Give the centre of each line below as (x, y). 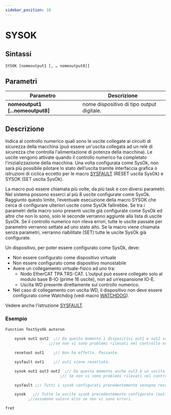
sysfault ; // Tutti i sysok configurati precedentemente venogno (85, 385)
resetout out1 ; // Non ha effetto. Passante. (67, 353)
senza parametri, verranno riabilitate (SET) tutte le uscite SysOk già (76, 232)
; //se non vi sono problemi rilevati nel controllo (104, 344)
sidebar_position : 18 (28, 10)
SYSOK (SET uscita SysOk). (34, 179)
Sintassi (18, 54)
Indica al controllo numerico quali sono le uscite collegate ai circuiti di (78, 141)
